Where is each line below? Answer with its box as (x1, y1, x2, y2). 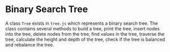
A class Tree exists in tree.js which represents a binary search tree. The (5, 20, 158, 26)
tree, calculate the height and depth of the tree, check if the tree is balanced (5, 36, 165, 42)
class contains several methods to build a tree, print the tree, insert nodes (5, 25, 160, 31)
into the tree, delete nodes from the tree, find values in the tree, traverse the (5, 31, 165, 37)
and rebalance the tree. (5, 41, 54, 47)
